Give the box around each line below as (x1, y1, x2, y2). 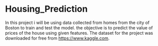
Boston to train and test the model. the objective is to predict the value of (5, 24, 153, 30)
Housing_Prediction (5, 3, 88, 15)
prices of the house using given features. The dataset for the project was (5, 30, 154, 36)
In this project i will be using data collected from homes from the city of (5, 20, 150, 25)
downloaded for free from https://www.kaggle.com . (5, 35, 110, 41)
